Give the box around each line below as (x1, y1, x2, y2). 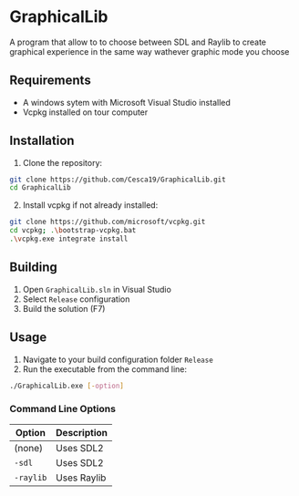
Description (56, 426, 108, 439)
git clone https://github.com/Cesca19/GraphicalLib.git (9, 175, 226, 184)
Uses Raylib (56, 471, 107, 484)
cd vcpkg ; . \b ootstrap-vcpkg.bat (9, 226, 137, 235)
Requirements (9, 73, 91, 88)
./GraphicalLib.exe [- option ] (9, 381, 125, 390)
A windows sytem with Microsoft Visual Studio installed (22, 97, 231, 108)
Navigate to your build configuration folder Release (22, 354, 214, 365)
